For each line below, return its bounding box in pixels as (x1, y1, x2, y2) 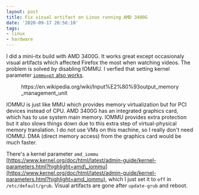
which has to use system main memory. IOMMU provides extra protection (6, 114, 187, 121)
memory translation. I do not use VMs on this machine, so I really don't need (6, 126, 194, 133)
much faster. (6, 139, 38, 146)
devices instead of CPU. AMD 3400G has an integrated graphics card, (6, 108, 179, 114)
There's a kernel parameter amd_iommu (6, 150, 98, 158)
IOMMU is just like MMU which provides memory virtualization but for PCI (6, 101, 187, 108)
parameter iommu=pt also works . (6, 72, 85, 78)
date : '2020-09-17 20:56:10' (6, 20, 79, 26)
